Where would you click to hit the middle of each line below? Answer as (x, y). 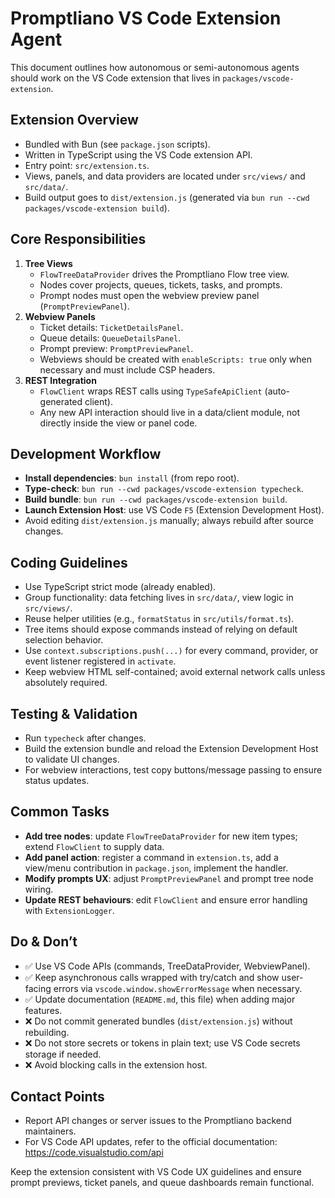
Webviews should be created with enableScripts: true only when (176, 359)
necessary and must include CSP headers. (127, 369)
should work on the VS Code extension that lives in (115, 78)
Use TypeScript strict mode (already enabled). (120, 587)
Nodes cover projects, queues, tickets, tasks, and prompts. (161, 284)
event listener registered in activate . (100, 661)
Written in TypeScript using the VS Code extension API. (138, 154)
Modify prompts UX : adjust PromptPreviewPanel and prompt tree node (169, 878)
